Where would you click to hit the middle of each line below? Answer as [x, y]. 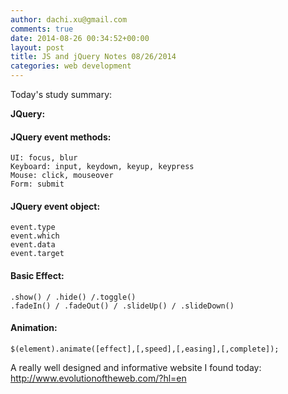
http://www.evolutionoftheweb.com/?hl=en [98, 378]
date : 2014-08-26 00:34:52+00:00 [80, 38]
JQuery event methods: [61, 137]
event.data [33, 245]
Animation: [34, 328]
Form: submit [37, 184]
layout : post [37, 47]
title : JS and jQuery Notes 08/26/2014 [93, 57]
